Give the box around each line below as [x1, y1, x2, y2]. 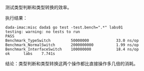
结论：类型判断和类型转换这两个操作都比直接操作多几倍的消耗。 [5, 60, 138, 66]
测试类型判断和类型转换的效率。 [5, 4, 72, 10]
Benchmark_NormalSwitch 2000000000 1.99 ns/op [5, 42, 139, 47]
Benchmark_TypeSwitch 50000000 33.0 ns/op [5, 38, 139, 43]
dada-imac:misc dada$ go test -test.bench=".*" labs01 [5, 25, 123, 30]
